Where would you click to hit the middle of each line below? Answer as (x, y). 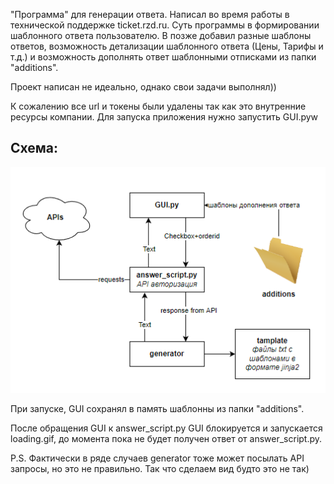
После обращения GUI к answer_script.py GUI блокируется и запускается (166, 428)
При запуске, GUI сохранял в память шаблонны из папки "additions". (157, 408)
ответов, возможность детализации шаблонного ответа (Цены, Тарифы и (167, 46)
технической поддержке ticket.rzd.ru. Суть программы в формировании (165, 25)
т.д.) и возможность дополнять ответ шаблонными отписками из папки (163, 57)
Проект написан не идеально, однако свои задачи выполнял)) (143, 87)
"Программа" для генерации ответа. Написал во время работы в (150, 14)
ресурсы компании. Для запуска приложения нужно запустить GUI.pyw (164, 117)
